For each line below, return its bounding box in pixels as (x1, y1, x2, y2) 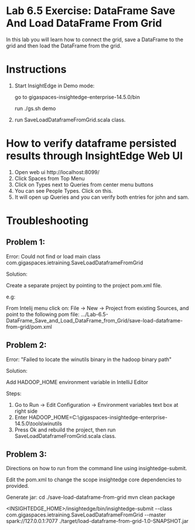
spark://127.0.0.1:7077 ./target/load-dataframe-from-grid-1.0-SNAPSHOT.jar (6, 518, 189, 525)
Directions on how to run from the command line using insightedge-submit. (6, 465, 187, 472)
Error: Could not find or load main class (6, 253, 101, 260)
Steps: (6, 390, 22, 397)
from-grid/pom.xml (6, 323, 52, 330)
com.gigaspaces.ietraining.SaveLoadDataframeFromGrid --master (6, 511, 166, 518)
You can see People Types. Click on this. (14, 187, 113, 194)
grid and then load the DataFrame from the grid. (6, 42, 122, 49)
